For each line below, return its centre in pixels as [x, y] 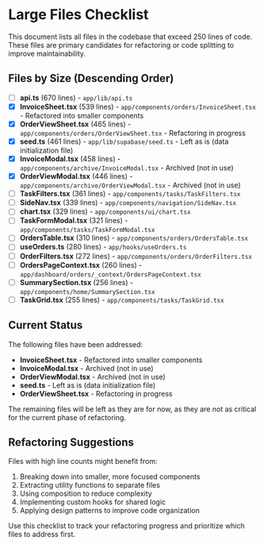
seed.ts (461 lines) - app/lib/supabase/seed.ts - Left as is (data [124, 141]
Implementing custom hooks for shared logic [93, 502]
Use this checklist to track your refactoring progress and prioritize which [127, 526]
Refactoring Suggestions [71, 442]
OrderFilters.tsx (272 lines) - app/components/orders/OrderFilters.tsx [136, 256]
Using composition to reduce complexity [86, 493]
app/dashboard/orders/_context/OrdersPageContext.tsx [110, 274]
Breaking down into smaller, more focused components [110, 477]
